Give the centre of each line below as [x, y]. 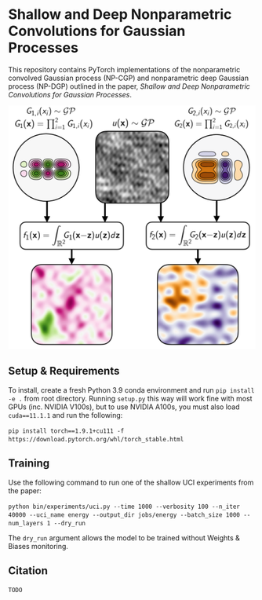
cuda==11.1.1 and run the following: [65, 415]
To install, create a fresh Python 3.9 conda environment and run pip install [131, 390]
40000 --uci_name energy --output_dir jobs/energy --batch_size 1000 [124, 515]
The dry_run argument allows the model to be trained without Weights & [124, 538]
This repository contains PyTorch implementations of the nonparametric [124, 69]
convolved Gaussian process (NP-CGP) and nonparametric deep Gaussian [129, 78]
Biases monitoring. [38, 546]
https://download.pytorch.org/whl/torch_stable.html [96, 439]
